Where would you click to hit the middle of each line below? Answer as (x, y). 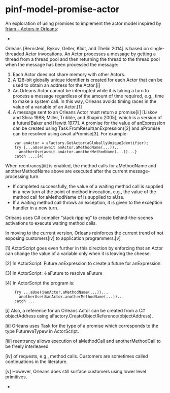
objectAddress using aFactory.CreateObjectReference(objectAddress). (79, 316)
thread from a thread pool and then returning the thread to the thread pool (82, 59)
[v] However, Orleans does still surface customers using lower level (76, 371)
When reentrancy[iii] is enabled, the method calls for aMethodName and (81, 165)
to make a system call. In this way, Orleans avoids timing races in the (84, 101)
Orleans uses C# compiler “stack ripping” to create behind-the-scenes (79, 218)
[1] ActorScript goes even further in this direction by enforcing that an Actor (84, 248)
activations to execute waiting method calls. (51, 223)
